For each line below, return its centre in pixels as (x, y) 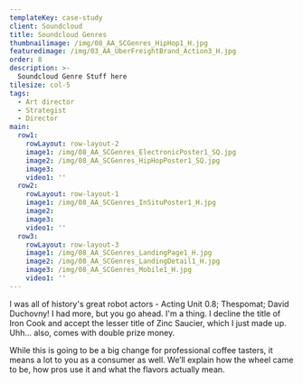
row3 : (28, 236)
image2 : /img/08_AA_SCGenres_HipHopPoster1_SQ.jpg (123, 160)
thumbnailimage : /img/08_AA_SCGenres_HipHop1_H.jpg (109, 43)
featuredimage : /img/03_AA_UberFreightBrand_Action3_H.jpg (123, 52)
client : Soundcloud (46, 26)
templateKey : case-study (56, 18)
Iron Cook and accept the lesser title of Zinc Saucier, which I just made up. (148, 323)
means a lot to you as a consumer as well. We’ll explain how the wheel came (151, 360)
